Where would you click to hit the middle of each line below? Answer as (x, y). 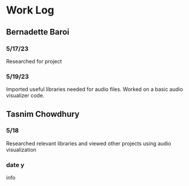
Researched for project (34, 61)
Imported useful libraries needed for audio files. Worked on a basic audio (95, 89)
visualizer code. (25, 96)
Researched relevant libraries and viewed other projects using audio (89, 143)
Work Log (30, 10)
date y (15, 165)
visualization (21, 150)
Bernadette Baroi (38, 32)
